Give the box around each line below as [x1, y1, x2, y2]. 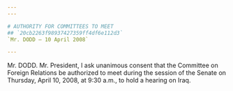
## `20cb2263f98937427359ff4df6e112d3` [7, 29, 123, 36]
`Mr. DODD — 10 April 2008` [7, 36, 89, 43]
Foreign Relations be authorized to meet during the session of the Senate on [7, 69, 227, 77]
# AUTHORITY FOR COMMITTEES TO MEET [7, 22, 114, 30]
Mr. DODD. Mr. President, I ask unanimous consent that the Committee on [7, 61, 218, 70]
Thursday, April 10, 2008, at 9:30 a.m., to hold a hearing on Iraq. [7, 76, 191, 85]
